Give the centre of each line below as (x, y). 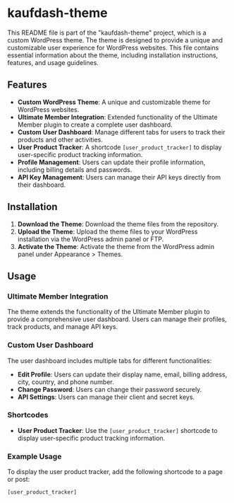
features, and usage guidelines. (53, 62)
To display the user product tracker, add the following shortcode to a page (115, 472)
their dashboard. (42, 185)
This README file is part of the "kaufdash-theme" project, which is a (107, 33)
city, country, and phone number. (66, 382)
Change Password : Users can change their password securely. (110, 389)
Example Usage (35, 456)
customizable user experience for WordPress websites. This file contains (113, 47)
